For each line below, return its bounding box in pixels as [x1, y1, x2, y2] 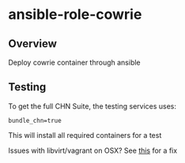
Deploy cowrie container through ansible [8, 57, 141, 67]
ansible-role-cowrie [8, 6, 142, 24]
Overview [8, 37, 58, 50]
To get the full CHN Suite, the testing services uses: [8, 101, 176, 111]
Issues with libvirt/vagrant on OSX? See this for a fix [8, 146, 178, 155]
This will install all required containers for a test [8, 130, 162, 139]
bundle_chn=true [8, 117, 62, 124]
